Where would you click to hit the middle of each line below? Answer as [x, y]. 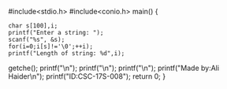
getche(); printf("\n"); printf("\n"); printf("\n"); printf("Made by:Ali [113, 68]
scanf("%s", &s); [37, 39]
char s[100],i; [33, 26]
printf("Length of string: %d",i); [67, 54]
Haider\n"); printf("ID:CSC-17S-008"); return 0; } [87, 76]
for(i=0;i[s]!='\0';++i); [50, 46]
